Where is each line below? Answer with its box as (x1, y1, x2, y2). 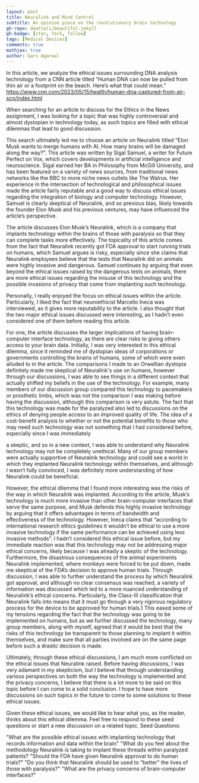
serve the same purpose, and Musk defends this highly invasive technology (6, 503, 191, 510)
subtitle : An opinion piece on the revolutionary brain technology (6, 20, 177, 26)
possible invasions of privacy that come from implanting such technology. (6, 280, 187, 288)
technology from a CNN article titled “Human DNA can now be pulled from (6, 75, 188, 83)
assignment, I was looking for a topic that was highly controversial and (6, 112, 179, 119)
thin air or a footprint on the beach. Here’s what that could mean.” (6, 81, 166, 89)
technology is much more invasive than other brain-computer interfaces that (6, 497, 193, 504)
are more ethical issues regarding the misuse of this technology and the (6, 274, 182, 281)
